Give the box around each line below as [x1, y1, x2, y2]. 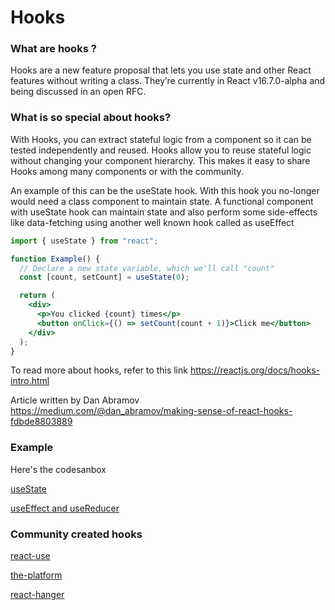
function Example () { [10, 254, 101, 264]
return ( [19, 291, 56, 301]
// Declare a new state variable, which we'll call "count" [19, 263, 275, 273]
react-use [10, 550, 51, 561]
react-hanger [10, 589, 65, 600]
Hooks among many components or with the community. [10, 165, 244, 177]
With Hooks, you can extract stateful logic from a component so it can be [10, 133, 312, 145]
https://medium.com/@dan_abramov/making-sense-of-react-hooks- [10, 405, 293, 417]
